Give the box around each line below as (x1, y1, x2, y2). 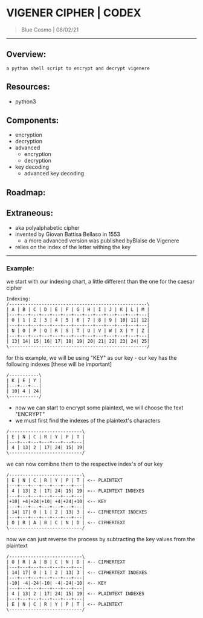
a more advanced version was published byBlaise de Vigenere (24, 236, 179, 244)
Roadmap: (6, 187, 46, 198)
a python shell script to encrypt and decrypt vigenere (6, 65, 150, 71)
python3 (14, 97, 36, 105)
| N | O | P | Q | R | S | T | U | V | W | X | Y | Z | (6, 327, 150, 334)
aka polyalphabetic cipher (14, 224, 80, 231)
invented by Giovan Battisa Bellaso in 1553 (14, 230, 121, 238)
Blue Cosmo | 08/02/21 (21, 26, 79, 33)
